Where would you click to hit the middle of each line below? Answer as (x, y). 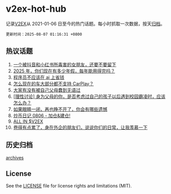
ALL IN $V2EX (28, 121)
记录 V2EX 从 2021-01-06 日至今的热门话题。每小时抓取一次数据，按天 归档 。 (86, 23)
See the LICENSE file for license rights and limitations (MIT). (69, 186)
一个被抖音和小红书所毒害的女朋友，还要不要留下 (65, 64)
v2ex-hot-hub (36, 9)
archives (15, 157)
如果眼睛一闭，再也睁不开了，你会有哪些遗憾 (60, 109)
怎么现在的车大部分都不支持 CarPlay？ (53, 83)
